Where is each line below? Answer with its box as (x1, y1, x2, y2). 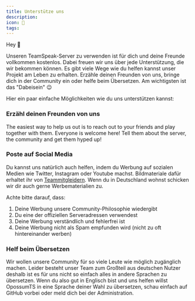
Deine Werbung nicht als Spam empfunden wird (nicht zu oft (14, 224, 162, 231)
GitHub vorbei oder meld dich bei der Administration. (6, 289, 134, 297)
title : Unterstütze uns (6, 8, 65, 15)
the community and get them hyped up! (6, 136, 102, 143)
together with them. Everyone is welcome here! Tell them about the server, (6, 129, 187, 136)
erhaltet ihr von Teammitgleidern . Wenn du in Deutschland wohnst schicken (6, 176, 189, 183)
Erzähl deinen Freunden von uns (6, 110, 100, 118)
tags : (6, 25, 19, 31)
